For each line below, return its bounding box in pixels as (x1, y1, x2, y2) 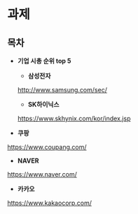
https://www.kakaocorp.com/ (7, 199, 92, 207)
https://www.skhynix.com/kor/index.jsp (17, 114, 131, 122)
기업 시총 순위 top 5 (17, 57, 71, 65)
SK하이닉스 (27, 100, 60, 108)
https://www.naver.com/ (7, 170, 77, 178)
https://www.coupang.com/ (7, 143, 87, 151)
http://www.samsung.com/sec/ (17, 86, 107, 94)
